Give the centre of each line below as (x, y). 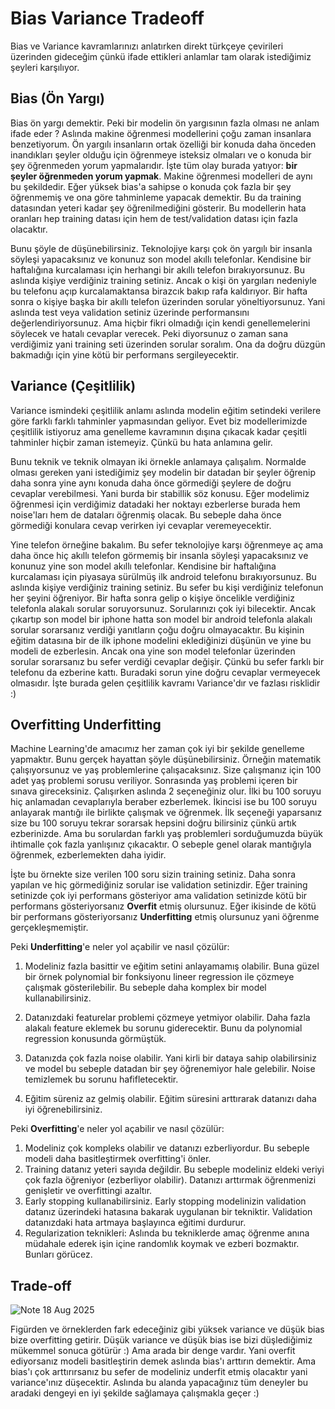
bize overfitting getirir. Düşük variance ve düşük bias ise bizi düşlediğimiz (161, 1340)
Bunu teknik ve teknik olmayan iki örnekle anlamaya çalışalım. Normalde (158, 461)
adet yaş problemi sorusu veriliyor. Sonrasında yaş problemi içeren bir (154, 781)
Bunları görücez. (58, 1254)
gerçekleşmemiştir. (49, 928)
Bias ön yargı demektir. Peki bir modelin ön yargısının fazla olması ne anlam (165, 123)
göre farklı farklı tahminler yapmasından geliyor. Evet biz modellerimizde (159, 421)
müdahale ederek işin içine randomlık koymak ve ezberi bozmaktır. (162, 1244)
